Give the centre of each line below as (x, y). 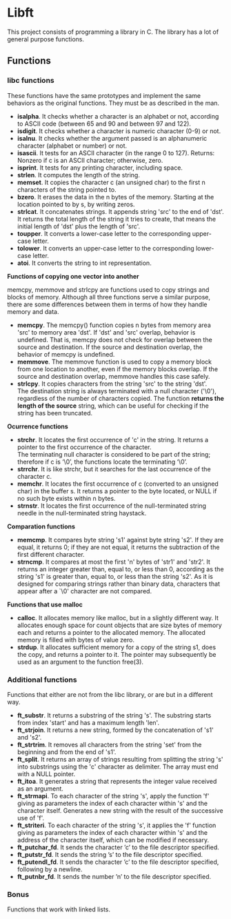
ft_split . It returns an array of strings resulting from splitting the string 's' (120, 759)
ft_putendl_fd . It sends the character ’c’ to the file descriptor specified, (118, 862)
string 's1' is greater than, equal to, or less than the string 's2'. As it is (115, 576)
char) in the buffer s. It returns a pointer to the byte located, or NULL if (117, 491)
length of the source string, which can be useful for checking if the (113, 406)
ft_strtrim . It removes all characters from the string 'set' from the (109, 744)
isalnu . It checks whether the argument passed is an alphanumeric (112, 138)
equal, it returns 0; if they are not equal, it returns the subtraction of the (118, 547)
